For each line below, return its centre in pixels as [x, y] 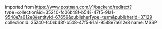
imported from [19, 7]
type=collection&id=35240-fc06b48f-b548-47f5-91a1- [60, 12]
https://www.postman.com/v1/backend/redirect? [83, 7]
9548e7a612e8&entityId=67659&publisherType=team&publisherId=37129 [79, 17]
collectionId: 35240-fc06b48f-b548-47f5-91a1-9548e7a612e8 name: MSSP [81, 22]
